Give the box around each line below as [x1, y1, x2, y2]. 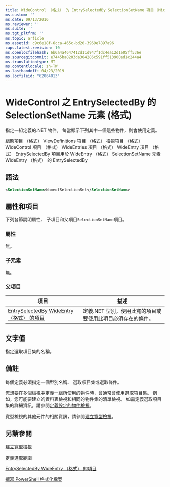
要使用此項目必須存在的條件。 [82, 315, 154, 322]
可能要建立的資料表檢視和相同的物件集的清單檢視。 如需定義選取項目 [18, 396, 162, 402]
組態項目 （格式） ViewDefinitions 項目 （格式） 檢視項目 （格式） [5, 138, 143, 144]
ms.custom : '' [5, 12, 35, 17]
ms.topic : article [5, 36, 44, 41]
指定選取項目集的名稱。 [5, 348, 54, 355]
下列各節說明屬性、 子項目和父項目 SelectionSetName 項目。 [5, 216, 127, 223]
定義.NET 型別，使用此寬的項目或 [82, 308, 162, 315]
